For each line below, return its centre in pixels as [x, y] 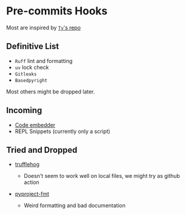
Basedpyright [31, 80]
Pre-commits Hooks [57, 11]
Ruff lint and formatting [44, 60]
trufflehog [27, 164]
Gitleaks [26, 74]
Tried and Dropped [42, 150]
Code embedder [35, 125]
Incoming [24, 110]
